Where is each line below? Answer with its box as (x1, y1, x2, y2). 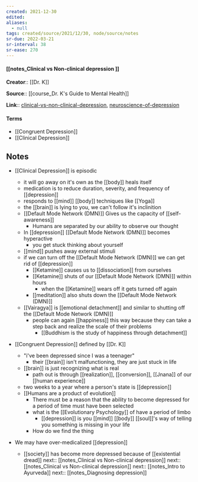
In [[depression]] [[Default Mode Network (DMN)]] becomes (23, 229, 170, 236)
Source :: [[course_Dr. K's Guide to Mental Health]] (6, 90, 129, 97)
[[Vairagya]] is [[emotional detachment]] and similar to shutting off (23, 304, 185, 311)
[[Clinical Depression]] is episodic (14, 167, 98, 174)
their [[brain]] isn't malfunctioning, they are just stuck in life (32, 358, 177, 365)
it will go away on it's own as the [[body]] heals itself (23, 178, 152, 185)
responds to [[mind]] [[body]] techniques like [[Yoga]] (23, 197, 155, 204)
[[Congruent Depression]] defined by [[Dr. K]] (14, 340, 126, 347)
